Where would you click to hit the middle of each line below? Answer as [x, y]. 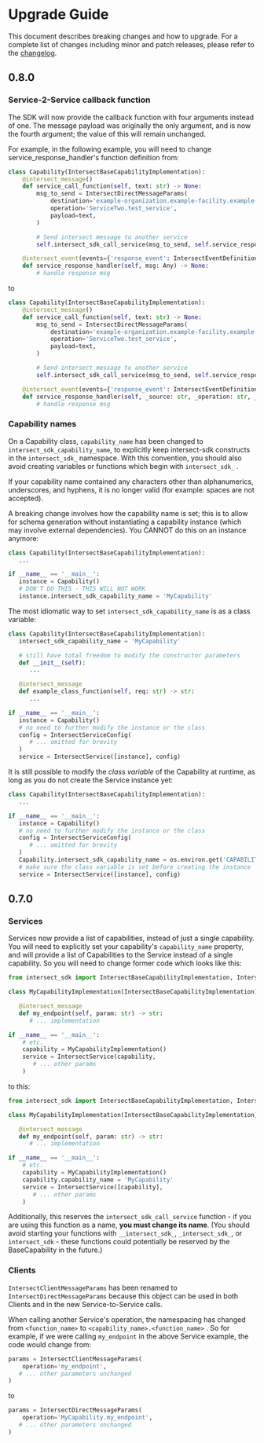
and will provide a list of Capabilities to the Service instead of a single [121, 955]
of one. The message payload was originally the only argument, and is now [130, 125]
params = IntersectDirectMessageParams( [75, 1410]
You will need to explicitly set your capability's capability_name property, [126, 947]
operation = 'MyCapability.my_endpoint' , [88, 1418]
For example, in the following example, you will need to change [110, 149]
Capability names [42, 424]
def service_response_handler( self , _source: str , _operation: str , [137, 397]
